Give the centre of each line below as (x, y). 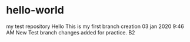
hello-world (35, 10)
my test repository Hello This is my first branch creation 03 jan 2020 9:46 (95, 26)
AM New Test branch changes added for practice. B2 (71, 32)
